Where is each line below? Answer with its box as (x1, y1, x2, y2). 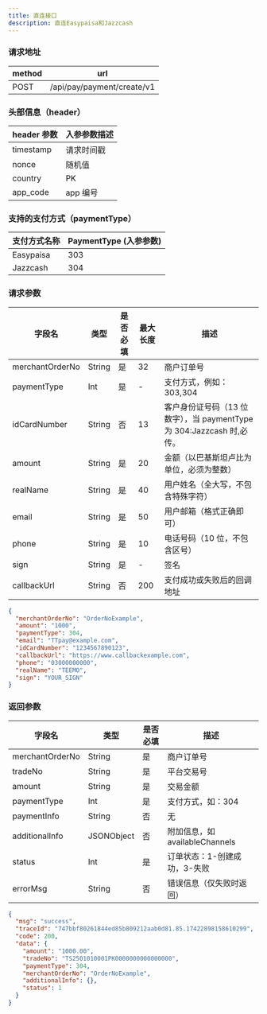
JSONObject (87, 830, 135, 841)
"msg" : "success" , (15, 918, 77, 926)
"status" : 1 (22, 984, 62, 993)
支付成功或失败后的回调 (164, 574, 252, 585)
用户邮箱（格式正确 (164, 506, 236, 517)
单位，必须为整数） (164, 464, 236, 475)
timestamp (12, 144, 52, 155)
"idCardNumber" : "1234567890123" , (15, 644, 130, 652)
